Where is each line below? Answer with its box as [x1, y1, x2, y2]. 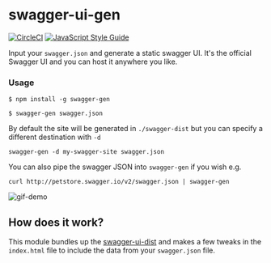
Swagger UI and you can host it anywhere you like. [8, 57, 178, 66]
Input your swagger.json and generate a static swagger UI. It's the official [8, 48, 252, 57]
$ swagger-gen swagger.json [8, 109, 104, 118]
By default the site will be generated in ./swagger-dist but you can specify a [8, 124, 263, 134]
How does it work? [8, 215, 104, 229]
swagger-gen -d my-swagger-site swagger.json [8, 148, 164, 156]
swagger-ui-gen [8, 6, 121, 24]
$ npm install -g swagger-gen [8, 95, 111, 104]
